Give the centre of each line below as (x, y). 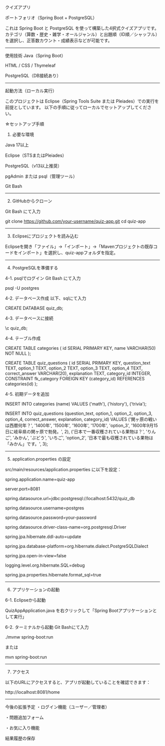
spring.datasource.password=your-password (51, 517)
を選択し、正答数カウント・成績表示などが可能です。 (59, 40)
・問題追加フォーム (25, 717)
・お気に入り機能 (22, 728)
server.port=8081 (23, 489)
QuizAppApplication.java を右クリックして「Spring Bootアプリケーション (79, 610)
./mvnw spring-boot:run (29, 637)
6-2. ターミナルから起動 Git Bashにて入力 (47, 627)
